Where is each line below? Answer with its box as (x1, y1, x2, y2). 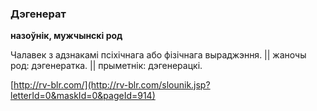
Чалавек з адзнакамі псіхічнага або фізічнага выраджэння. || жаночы (10, 49, 307, 61)
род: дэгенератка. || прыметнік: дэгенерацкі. (10, 60, 203, 72)
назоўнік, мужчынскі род (10, 30, 123, 42)
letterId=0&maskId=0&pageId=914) (10, 90, 156, 102)
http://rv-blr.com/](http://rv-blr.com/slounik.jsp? (13, 79, 211, 91)
